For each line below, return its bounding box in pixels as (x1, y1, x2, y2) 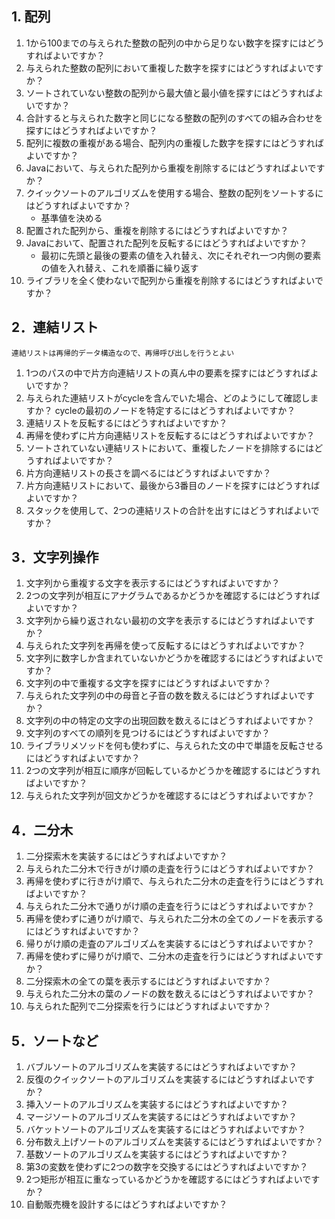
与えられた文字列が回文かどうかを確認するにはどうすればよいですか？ (25, 790, 316, 802)
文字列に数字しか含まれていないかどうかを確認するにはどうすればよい (25, 652, 315, 664)
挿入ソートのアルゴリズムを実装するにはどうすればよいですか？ (25, 1098, 289, 1111)
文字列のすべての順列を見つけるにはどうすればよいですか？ (25, 727, 271, 739)
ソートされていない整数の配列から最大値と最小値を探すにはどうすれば (25, 87, 316, 99)
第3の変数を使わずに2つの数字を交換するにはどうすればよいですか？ (25, 1161, 309, 1173)
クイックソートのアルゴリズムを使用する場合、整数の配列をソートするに (25, 187, 324, 199)
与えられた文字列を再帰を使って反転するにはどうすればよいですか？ (25, 640, 306, 652)
